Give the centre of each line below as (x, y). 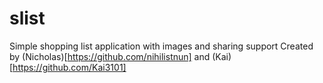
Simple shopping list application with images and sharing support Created (161, 46)
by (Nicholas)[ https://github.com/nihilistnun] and (110, 56)
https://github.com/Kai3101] (69, 67)
